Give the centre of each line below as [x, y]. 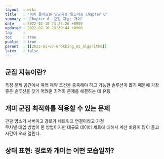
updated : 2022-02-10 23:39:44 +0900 [44, 28]
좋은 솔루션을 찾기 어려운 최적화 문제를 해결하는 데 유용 [58, 91]
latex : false [22, 51]
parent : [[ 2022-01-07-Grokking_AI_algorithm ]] [56, 46]
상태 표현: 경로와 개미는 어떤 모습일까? [60, 150]
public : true [21, 42]
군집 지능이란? [26, 72]
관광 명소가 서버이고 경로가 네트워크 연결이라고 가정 [55, 121]
